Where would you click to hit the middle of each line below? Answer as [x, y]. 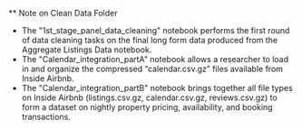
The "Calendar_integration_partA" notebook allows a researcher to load [155, 59]
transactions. [46, 117]
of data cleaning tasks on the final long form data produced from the [150, 40]
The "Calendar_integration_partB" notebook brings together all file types [157, 88]
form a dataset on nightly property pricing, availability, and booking [147, 107]
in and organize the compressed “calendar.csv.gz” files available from [152, 69]
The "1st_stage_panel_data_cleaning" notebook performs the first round [156, 30]
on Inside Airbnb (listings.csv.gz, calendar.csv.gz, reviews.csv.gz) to [149, 97]
